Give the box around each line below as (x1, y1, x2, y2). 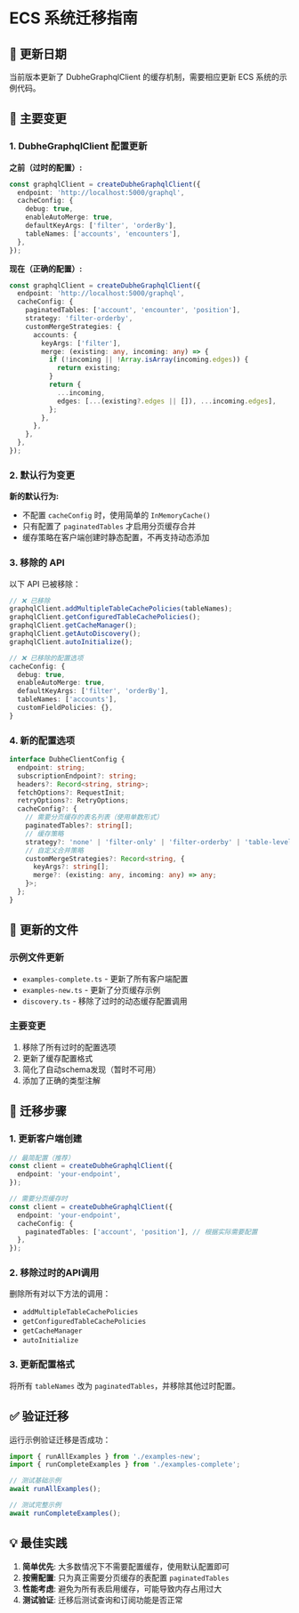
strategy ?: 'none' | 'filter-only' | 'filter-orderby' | (25, 837, 241, 846)
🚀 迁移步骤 (9, 1104, 67, 1119)
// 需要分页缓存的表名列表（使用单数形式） (25, 813, 164, 822)
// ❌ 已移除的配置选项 (9, 653, 84, 663)
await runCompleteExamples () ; (9, 1509, 122, 1518)
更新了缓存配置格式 (21, 1052, 93, 1063)
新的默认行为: (9, 491, 60, 502)
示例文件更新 (9, 951, 65, 964)
